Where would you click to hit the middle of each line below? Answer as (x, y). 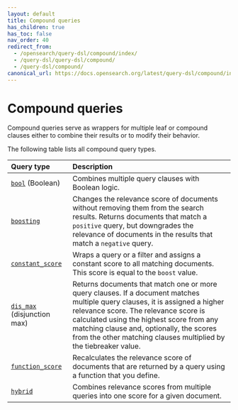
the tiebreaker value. (106, 346)
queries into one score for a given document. (147, 396)
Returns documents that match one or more (144, 284)
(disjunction (31, 314)
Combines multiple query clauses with (136, 179)
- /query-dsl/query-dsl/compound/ (64, 60)
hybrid (22, 392)
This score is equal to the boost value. (135, 272)
